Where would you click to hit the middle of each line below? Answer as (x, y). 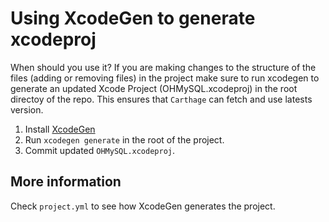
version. (27, 109)
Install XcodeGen (60, 129)
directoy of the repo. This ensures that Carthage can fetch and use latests (161, 99)
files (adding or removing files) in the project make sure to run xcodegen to (165, 78)
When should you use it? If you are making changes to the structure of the (163, 67)
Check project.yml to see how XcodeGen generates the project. (143, 206)
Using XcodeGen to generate (133, 18)
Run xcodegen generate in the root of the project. (124, 139)
